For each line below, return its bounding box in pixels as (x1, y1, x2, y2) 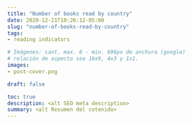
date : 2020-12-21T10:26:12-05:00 (7, 17, 105, 24)
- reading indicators (7, 36, 71, 43)
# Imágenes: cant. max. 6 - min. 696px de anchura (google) (7, 49, 186, 56)
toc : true (7, 93, 36, 100)
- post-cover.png (7, 68, 58, 75)
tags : (7, 29, 23, 37)
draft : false (7, 81, 45, 88)
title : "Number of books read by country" (7, 10, 133, 17)
